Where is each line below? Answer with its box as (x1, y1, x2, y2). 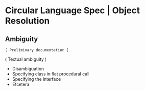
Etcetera (12, 81, 29, 87)
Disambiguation (12, 66, 44, 71)
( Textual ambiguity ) (5, 56, 47, 62)
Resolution (5, 15, 50, 26)
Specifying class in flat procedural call (12, 71, 90, 77)
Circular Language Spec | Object (5, 5, 140, 16)
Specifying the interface (12, 76, 61, 82)
